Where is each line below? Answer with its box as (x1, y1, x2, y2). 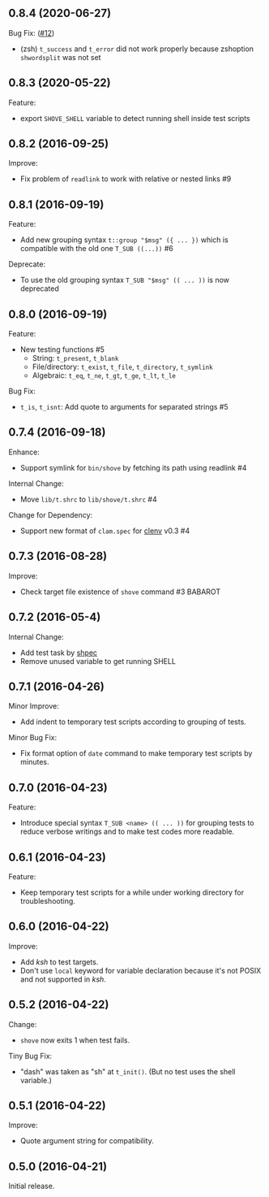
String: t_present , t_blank (32, 353, 119, 363)
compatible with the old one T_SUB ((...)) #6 (19, 244, 174, 254)
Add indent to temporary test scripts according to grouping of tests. (19, 717, 247, 726)
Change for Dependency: (8, 510, 93, 519)
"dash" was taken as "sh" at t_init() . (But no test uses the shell (19, 1066, 236, 1076)
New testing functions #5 (19, 345, 105, 354)
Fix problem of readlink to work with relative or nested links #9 (19, 174, 232, 184)
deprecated (19, 284, 59, 293)
